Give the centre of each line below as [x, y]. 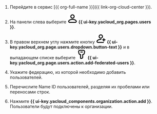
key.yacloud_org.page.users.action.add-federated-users [69, 63]
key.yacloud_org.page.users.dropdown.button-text [63, 47]
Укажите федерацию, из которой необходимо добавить [68, 72]
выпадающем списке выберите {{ [50, 57]
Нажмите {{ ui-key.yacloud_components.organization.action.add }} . [81, 101]
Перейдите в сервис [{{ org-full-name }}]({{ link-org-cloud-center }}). [81, 7]
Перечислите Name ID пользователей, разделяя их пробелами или [79, 87]
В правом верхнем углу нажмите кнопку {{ [60, 42]
